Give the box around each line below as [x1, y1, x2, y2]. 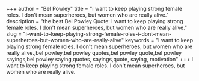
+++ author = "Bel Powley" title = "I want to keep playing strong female [6, 5, 182, 12]
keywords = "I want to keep [125, 37, 194, 43]
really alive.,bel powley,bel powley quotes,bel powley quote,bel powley [6, 49, 182, 56]
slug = [6, 30, 22, 38]
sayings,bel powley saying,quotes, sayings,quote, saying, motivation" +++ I [6, 56, 194, 63]
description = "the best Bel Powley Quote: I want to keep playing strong [6, 18, 183, 24]
